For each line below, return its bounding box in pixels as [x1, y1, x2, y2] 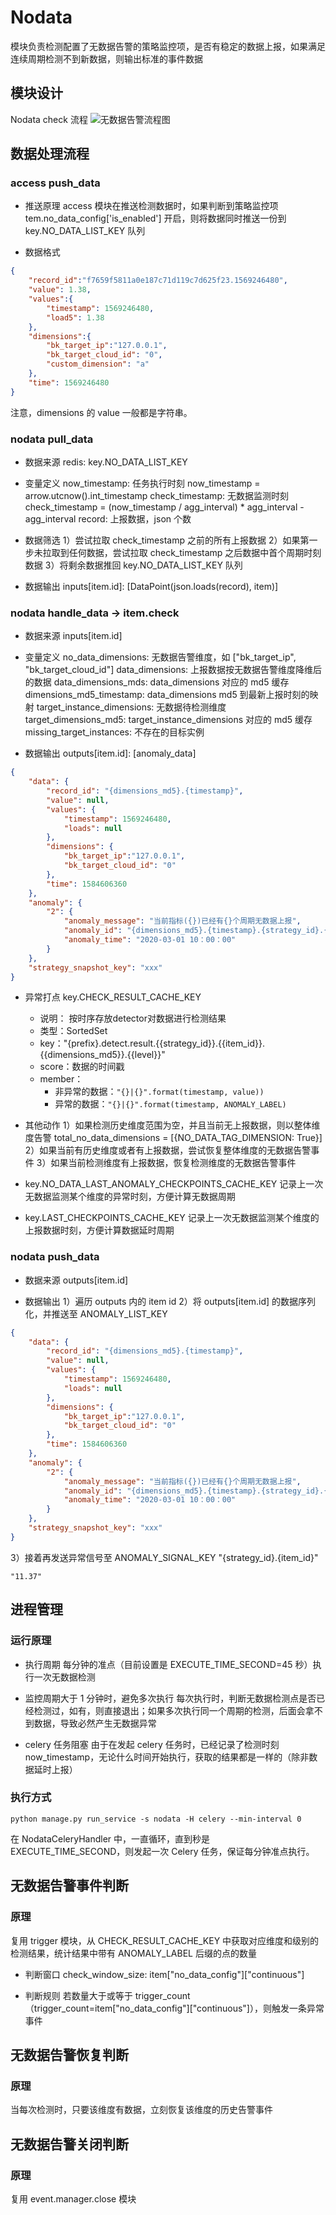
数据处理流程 [10, 146, 90, 163]
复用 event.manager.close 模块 [10, 2192, 137, 2205]
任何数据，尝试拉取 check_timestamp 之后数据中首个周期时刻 [68, 546, 322, 558]
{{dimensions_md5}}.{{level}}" [39, 1049, 166, 1061]
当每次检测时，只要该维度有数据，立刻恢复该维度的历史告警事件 [10, 2104, 273, 2116]
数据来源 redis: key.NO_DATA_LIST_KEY [24, 456, 188, 468]
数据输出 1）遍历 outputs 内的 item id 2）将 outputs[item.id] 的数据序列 [24, 1295, 317, 1307]
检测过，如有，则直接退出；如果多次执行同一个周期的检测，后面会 [33, 1704, 306, 1716]
